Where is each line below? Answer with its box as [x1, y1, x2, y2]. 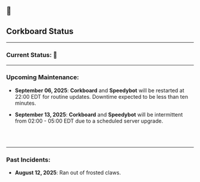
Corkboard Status [6, 26, 74, 36]
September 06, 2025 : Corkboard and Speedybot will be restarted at [14, 87, 185, 94]
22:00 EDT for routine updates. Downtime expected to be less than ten [14, 93, 189, 100]
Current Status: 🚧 [6, 51, 58, 59]
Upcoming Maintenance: [6, 73, 79, 81]
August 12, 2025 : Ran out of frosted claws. [14, 169, 121, 176]
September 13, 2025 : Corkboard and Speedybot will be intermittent [14, 111, 183, 118]
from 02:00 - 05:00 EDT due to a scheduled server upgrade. [14, 117, 164, 124]
